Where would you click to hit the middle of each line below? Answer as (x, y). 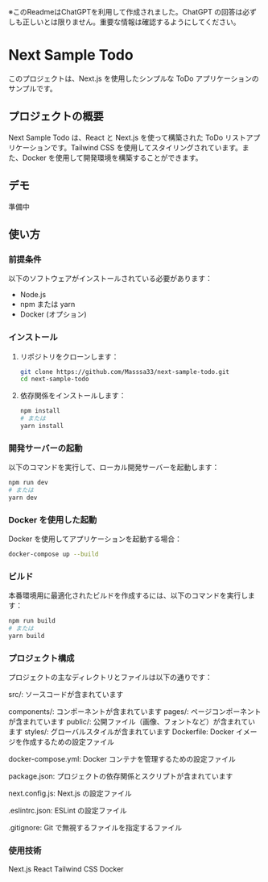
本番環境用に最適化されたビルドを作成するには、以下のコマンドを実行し (128, 595)
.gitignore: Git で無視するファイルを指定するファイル (95, 828)
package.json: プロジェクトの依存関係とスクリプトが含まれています (121, 776)
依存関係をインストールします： (73, 396)
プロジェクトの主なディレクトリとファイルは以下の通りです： (111, 678)
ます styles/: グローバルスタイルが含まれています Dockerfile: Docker (122, 732)
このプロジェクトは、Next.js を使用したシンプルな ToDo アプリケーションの (134, 78)
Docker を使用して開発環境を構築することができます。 (112, 157)
